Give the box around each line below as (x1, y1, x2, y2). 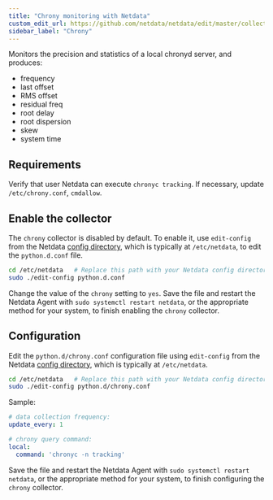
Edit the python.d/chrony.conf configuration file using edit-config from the (8, 350, 261, 360)
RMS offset (19, 91, 58, 101)
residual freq (19, 99, 63, 110)
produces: (8, 58, 43, 67)
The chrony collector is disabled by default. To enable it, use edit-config (8, 233, 252, 242)
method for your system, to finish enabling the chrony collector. (8, 306, 220, 315)
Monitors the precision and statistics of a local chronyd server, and (8, 50, 232, 59)
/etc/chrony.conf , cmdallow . (8, 188, 102, 198)
